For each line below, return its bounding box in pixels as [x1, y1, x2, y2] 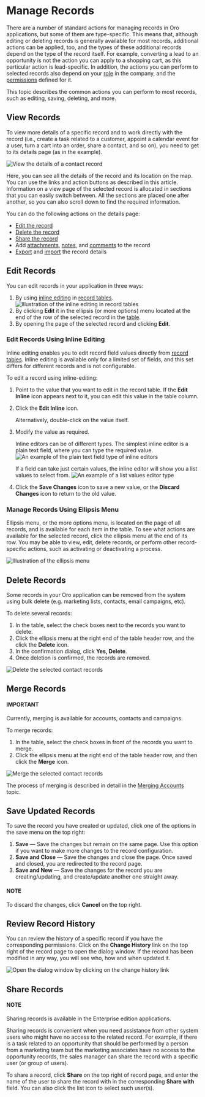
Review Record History [6, 918, 95, 929]
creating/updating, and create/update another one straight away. [15, 873, 179, 880]
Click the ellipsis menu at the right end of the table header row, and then [15, 751, 198, 758]
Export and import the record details [15, 248, 107, 255]
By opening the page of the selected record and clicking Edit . [15, 320, 170, 327]
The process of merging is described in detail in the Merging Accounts [6, 782, 185, 789]
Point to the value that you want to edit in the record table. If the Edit [15, 386, 188, 393]
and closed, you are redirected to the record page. [15, 860, 143, 868]
